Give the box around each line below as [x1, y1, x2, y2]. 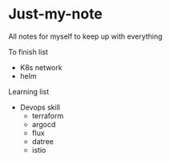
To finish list [8, 47, 48, 56]
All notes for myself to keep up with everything [8, 31, 163, 41]
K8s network [19, 62, 63, 72]
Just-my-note [8, 5, 103, 23]
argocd [31, 119, 56, 129]
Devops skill [19, 102, 60, 112]
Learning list [8, 86, 50, 97]
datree [31, 136, 54, 146]
